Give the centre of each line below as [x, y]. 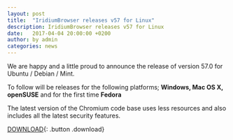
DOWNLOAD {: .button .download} [56, 129]
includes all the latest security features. [64, 115]
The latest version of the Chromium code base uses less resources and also [117, 108]
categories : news [33, 46]
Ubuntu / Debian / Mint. [41, 73]
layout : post [26, 14]
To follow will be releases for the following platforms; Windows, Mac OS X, [115, 87]
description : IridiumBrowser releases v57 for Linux [86, 27]
